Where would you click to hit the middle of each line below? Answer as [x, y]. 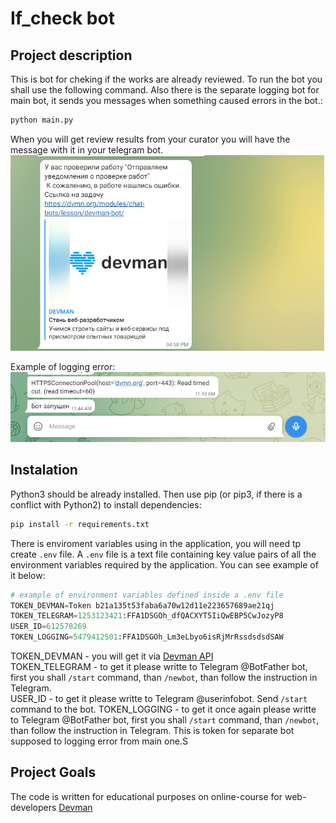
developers [33, 807]
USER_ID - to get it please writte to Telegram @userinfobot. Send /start [159, 699]
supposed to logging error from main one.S [99, 741]
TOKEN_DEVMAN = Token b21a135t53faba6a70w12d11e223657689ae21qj [142, 605]
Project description [71, 55]
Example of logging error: [63, 366]
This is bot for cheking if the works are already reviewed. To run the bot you [166, 79]
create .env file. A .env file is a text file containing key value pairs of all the [163, 554]
